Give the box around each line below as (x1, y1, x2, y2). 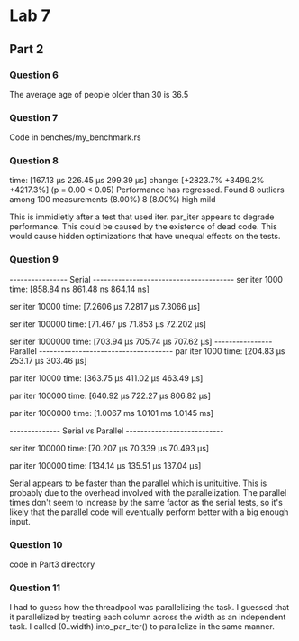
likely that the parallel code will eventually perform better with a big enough (9, 506, 289, 517)
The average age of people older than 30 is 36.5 (9, 88, 189, 99)
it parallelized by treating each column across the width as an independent (9, 611, 286, 623)
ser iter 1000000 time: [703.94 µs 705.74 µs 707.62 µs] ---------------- (9, 336, 273, 347)
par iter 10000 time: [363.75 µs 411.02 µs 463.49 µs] (9, 372, 204, 384)
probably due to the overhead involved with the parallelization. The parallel (9, 487, 287, 497)
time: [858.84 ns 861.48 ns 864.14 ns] (9, 283, 150, 294)
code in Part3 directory (9, 559, 95, 570)
